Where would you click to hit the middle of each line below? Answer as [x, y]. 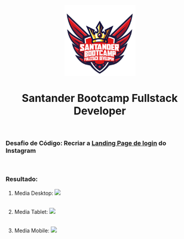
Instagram [21, 150]
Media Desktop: [34, 193]
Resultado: [22, 179]
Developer [100, 111]
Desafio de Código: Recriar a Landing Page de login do [86, 143]
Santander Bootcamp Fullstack [100, 99]
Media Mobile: [32, 230]
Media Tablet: [31, 211]
